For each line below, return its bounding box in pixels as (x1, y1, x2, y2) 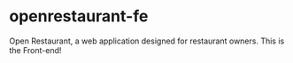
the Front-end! (9, 44, 62, 55)
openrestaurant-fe (9, 6, 149, 27)
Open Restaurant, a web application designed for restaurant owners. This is (9, 35, 285, 46)
